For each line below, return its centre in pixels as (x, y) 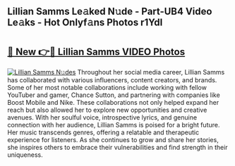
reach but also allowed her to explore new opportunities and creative (107, 110)
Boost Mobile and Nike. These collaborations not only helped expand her (113, 102)
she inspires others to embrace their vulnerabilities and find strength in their (117, 147)
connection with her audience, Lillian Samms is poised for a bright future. (114, 125)
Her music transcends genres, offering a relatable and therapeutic (103, 132)
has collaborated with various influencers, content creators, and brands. (112, 80)
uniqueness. (25, 155)
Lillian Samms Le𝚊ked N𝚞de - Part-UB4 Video (110, 12)
